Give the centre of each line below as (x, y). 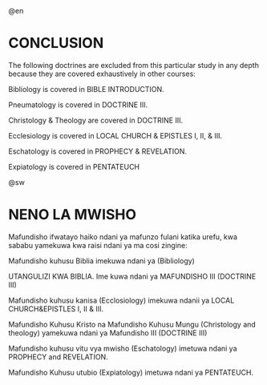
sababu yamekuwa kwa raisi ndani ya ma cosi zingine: (98, 245)
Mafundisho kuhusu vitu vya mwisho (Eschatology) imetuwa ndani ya (123, 348)
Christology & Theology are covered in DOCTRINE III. (95, 120)
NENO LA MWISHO (73, 215)
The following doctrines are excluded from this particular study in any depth (133, 65)
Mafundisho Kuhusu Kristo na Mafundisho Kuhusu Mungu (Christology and (132, 324)
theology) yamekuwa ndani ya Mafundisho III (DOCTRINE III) (108, 333)
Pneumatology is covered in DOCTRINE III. (78, 104)
